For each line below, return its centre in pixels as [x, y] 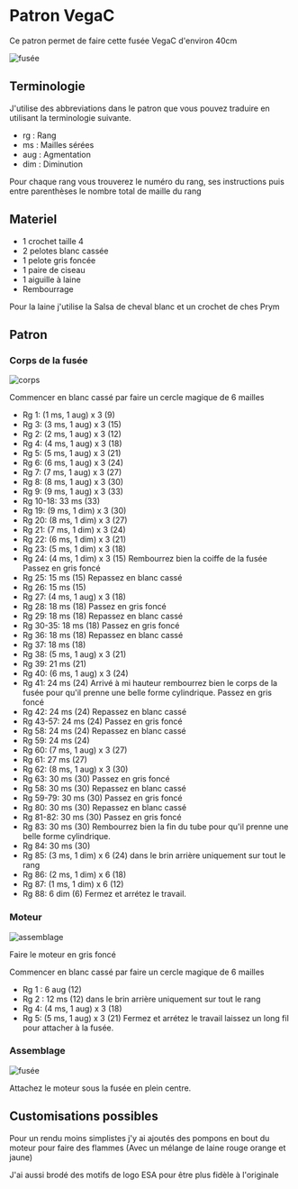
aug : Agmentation [57, 154]
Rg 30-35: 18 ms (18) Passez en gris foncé [101, 626]
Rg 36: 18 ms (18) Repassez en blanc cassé [103, 636]
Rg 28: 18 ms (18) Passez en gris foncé [94, 607]
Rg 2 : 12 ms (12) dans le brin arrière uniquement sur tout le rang [141, 999]
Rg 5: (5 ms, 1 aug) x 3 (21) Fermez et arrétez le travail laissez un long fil [156, 1018]
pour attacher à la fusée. [68, 1028]
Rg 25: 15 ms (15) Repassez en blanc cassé [102, 578]
